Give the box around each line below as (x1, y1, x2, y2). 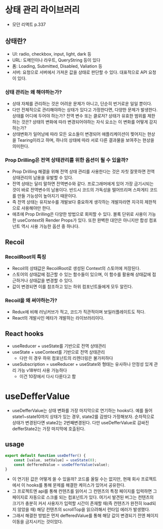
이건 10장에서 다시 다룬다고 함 (19, 374, 76, 379)
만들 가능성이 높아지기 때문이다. (17, 193, 77, 199)
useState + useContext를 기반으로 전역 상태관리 (12, 349, 105, 355)
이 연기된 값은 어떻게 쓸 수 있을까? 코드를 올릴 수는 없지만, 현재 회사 (12, 476, 140, 482)
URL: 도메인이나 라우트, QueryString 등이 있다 (12, 57, 101, 63)
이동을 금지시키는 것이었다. (12, 519, 63, 525)
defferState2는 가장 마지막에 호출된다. (12, 426, 86, 432)
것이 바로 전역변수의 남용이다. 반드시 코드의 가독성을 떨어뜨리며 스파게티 (12, 187, 149, 193)
